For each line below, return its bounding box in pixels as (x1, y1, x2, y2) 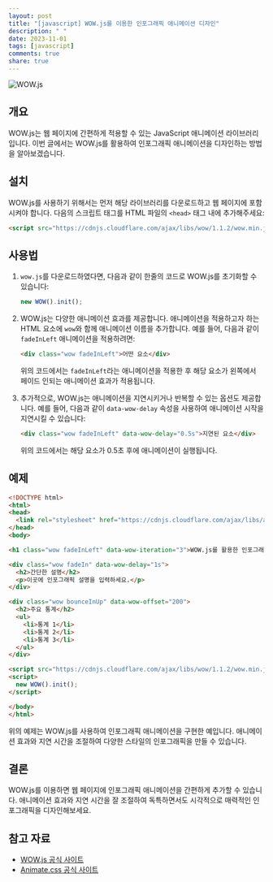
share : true (8, 58, 49, 66)
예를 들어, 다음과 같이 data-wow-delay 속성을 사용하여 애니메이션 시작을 (37, 403, 264, 413)
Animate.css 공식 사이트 (19, 865, 99, 875)
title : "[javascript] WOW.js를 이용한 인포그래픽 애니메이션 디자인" (8, 19, 220, 28)
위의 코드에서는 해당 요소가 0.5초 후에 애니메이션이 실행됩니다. (19, 445, 218, 455)
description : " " (8, 27, 67, 35)
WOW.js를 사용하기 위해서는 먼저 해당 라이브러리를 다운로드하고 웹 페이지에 (8, 197, 248, 207)
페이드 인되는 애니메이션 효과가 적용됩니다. (19, 375, 156, 386)
